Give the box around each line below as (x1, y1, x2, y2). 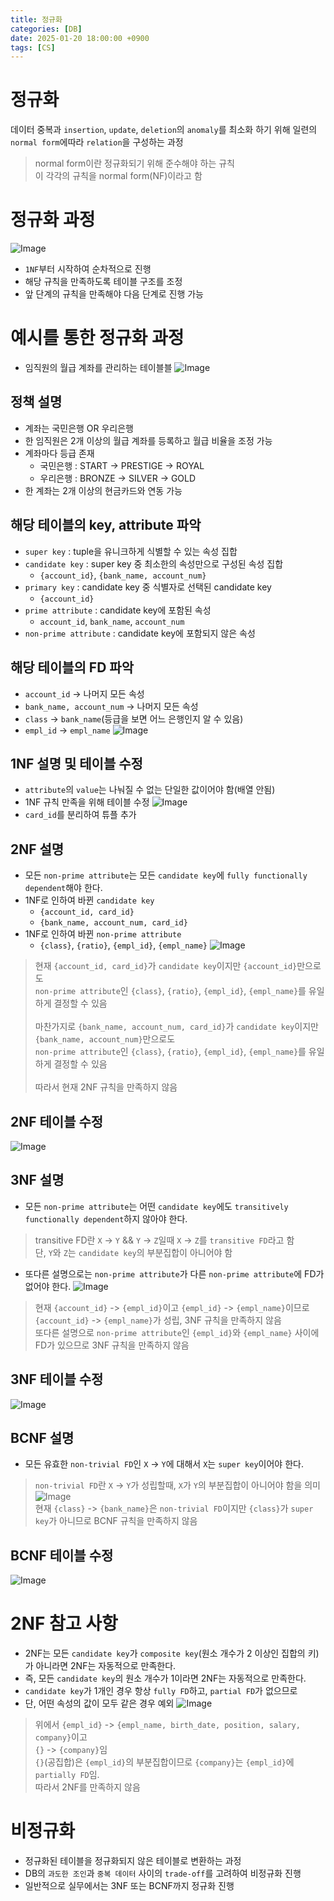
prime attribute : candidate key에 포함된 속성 (24, 604, 212, 616)
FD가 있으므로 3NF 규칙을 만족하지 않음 (34, 1339, 190, 1351)
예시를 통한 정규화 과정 (10, 327, 185, 350)
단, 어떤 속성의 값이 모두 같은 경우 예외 (24, 1697, 175, 1710)
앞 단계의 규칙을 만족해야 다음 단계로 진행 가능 (24, 288, 204, 300)
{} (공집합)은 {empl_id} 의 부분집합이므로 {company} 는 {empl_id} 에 (34, 1756, 295, 1768)
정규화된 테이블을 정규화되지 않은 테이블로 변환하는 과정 (24, 1855, 242, 1867)
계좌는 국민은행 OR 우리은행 (24, 422, 135, 434)
